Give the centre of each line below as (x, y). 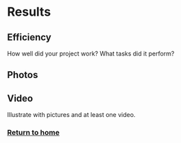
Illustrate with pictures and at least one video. (71, 115)
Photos (23, 75)
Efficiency (29, 37)
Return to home (33, 133)
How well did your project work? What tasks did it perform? (91, 53)
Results (29, 12)
